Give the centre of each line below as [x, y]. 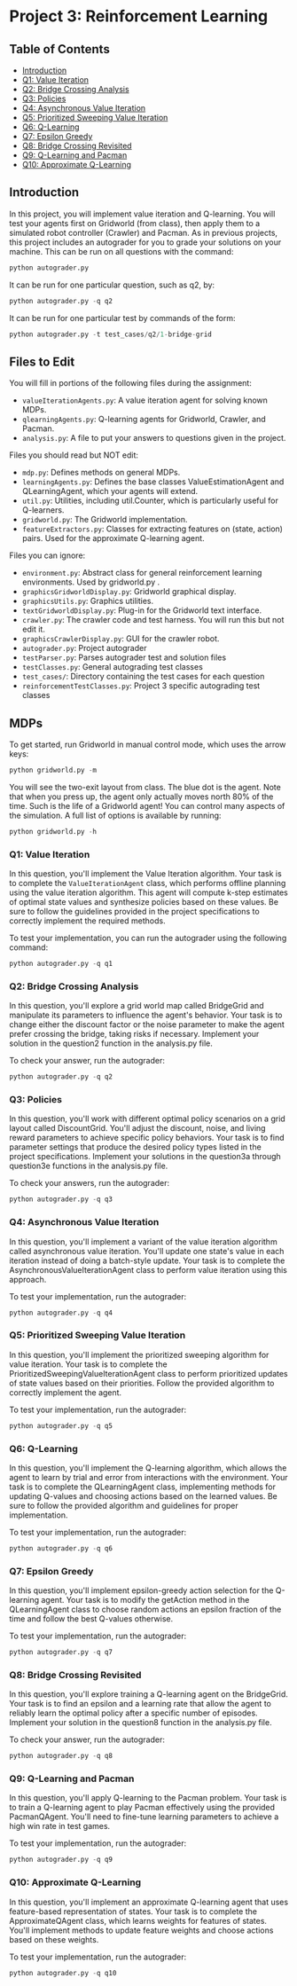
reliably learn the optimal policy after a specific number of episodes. [134, 1713]
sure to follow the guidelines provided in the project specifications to [134, 912]
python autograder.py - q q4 [61, 1313]
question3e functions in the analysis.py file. [89, 1166]
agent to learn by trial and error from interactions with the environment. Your [148, 1477]
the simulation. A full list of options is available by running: [115, 815]
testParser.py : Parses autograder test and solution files [124, 657]
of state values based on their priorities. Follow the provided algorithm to [142, 1383]
